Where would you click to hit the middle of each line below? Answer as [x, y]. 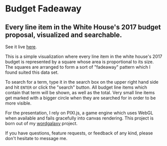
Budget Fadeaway [43, 9]
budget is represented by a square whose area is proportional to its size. [80, 62]
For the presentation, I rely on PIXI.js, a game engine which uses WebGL [79, 113]
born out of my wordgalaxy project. [41, 123]
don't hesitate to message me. [36, 138]
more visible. [18, 103]
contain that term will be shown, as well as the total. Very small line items [80, 92]
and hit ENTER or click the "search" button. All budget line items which [76, 87]
